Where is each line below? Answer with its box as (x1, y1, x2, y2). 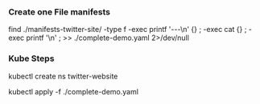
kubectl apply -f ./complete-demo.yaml (8, 86, 139, 96)
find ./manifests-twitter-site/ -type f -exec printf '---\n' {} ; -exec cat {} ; (8, 25, 247, 34)
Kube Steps (8, 53, 55, 64)
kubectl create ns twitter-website (8, 71, 118, 81)
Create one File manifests (8, 6, 111, 18)
